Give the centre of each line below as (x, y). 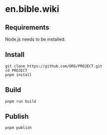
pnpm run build (21, 101)
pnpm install (18, 75)
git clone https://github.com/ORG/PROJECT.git (54, 66)
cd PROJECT (16, 70)
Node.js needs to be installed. (35, 39)
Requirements (27, 27)
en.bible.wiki (32, 9)
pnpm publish (18, 128)
